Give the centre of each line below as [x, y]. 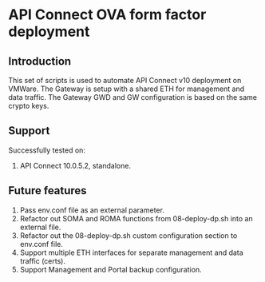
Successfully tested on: [47, 150]
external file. [40, 227]
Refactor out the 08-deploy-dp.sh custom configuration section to [129, 235]
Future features [47, 191]
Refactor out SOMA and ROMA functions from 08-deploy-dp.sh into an [136, 218]
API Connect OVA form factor [107, 15]
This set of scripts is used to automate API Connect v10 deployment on [125, 80]
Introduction [40, 61]
